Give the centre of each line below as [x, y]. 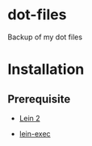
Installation [46, 69]
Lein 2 [30, 118]
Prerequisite [39, 99]
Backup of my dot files [45, 37]
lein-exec [35, 133]
